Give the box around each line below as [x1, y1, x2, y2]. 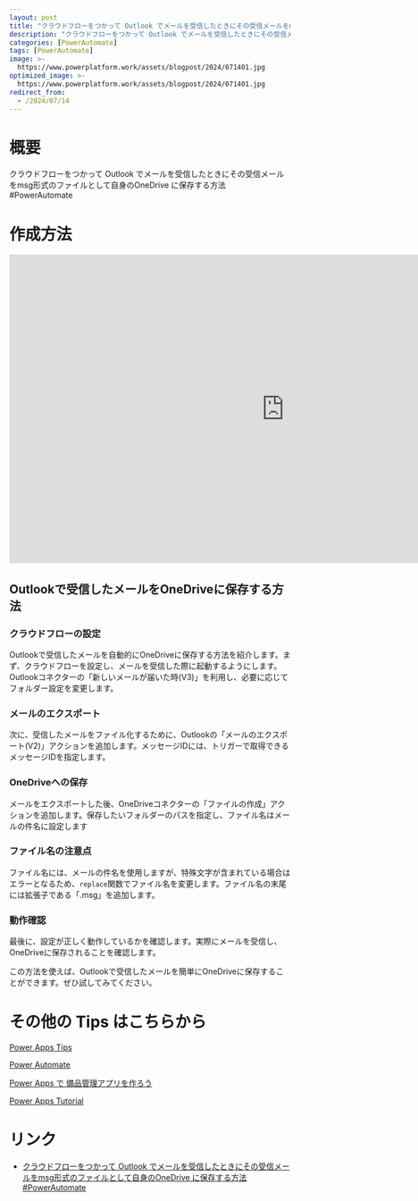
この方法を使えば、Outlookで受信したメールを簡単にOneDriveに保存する [9, 966, 277, 977]
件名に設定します [24, 820, 88, 831]
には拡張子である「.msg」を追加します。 [9, 889, 160, 900]
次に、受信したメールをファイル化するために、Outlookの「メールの [9, 729, 257, 740]
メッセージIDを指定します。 [9, 752, 111, 762]
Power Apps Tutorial [9, 1096, 84, 1106]
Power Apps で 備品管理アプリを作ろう [9, 1078, 153, 1088]
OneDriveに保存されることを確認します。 [9, 947, 161, 958]
